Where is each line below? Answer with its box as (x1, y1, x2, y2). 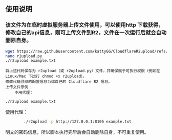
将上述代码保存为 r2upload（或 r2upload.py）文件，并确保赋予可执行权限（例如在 (5, 68, 160, 74)
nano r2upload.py (5, 53, 42, 59)
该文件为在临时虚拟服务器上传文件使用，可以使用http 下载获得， (5, 21, 164, 29)
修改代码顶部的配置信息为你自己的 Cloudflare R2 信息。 (5, 79, 113, 84)
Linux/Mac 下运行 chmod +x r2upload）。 (5, 74, 87, 79)
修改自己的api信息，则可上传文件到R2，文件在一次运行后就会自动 (5, 29, 167, 36)
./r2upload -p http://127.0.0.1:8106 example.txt (24, 119, 132, 124)
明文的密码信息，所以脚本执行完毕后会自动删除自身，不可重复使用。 (5, 129, 149, 135)
